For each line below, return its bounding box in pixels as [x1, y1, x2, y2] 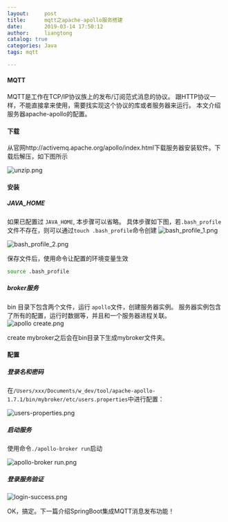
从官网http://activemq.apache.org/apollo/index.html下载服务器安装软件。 [7, 143, 215, 152]
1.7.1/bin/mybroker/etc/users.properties [7, 396, 129, 404]
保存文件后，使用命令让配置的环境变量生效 [7, 254, 129, 262]
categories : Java [7, 42, 57, 49]
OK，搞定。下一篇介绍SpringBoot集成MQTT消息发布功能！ [7, 507, 175, 516]
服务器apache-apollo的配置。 [7, 110, 91, 118]
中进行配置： [127, 395, 164, 404]
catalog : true [7, 36, 48, 43]
